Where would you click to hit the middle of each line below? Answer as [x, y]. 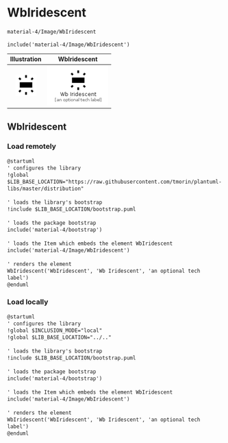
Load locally [28, 302]
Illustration [26, 59]
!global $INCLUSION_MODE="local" [55, 331]
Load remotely [32, 146]
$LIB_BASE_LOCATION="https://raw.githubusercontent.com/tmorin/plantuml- [115, 182]
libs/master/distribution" [46, 189]
